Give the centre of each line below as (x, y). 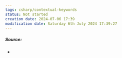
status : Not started (27, 14)
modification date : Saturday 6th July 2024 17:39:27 (61, 24)
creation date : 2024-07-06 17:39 (40, 19)
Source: (14, 39)
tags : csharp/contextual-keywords (41, 10)
